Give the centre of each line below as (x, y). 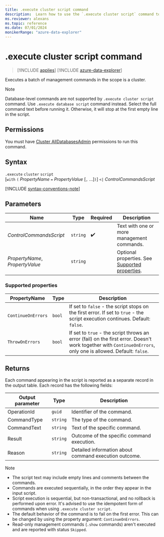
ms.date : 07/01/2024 (26, 28)
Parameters (23, 204)
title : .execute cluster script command (47, 10)
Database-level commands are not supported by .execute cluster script (80, 98)
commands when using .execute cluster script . (62, 509)
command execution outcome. (106, 456)
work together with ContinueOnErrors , (112, 345)
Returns (18, 369)
